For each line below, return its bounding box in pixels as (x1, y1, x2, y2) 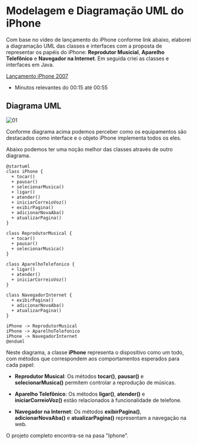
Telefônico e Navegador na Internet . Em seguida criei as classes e (6, 55, 169, 62)
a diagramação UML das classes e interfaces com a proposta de (6, 42, 163, 49)
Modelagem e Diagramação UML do (6, 4, 184, 18)
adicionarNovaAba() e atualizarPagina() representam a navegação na (14, 414, 187, 421)
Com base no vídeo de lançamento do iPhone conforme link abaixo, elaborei (6, 36, 191, 43)
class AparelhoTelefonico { (6, 261, 75, 267)
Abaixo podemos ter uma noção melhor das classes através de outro (6, 145, 173, 152)
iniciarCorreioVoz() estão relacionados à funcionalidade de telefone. (14, 396, 182, 404)
